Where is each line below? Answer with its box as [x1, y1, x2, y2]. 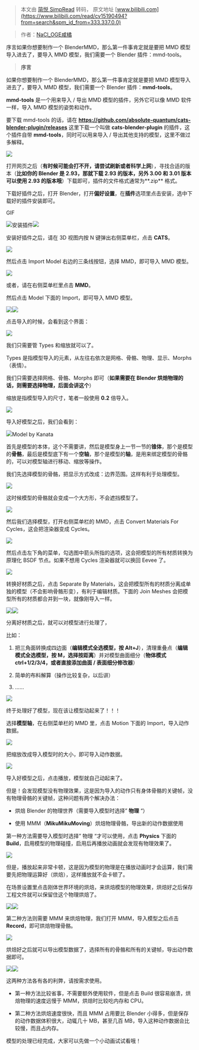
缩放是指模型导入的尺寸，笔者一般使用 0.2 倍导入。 [6, 394, 132, 401]
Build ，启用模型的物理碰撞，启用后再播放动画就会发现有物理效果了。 [6, 840, 175, 847]
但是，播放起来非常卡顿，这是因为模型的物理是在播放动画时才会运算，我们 [6, 864, 188, 871]
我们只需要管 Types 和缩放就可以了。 [6, 341, 97, 349]
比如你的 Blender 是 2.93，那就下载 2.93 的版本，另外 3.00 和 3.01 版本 [17, 170, 192, 177]
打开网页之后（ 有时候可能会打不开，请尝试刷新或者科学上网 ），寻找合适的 [6, 163, 185, 169]
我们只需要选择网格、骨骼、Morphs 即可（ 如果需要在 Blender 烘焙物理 [6, 374, 179, 381]
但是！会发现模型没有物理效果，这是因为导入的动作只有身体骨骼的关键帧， [6, 787, 188, 794]
